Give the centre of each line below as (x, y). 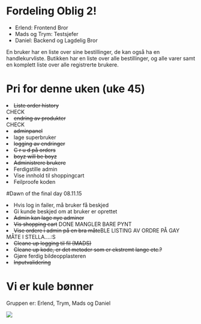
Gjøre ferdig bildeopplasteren (50, 256)
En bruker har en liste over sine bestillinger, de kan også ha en (83, 52)
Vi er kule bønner (50, 287)
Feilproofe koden (35, 181)
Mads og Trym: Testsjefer (47, 34)
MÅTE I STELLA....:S (31, 237)
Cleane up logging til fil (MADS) (53, 243)
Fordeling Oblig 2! (52, 11)
